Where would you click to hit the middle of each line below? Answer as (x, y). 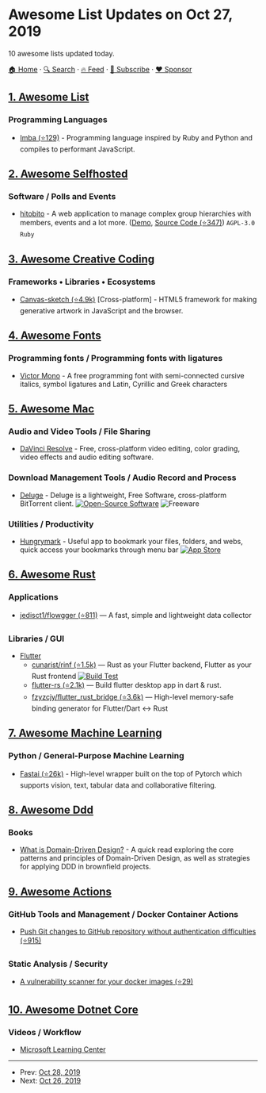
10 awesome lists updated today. (61, 53)
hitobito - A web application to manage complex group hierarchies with (135, 214)
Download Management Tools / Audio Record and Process (122, 477)
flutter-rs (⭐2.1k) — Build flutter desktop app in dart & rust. (126, 685)
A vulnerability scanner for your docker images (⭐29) (106, 982)
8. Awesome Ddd (51, 810)
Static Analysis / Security (58, 964)
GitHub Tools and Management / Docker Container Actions (123, 914)
